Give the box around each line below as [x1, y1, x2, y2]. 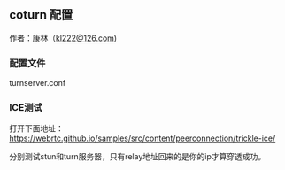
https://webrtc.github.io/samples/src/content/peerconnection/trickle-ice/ [9, 133, 276, 143]
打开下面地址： [9, 123, 64, 134]
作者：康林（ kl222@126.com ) [9, 33, 118, 43]
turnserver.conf [9, 78, 66, 89]
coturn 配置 [9, 7, 73, 23]
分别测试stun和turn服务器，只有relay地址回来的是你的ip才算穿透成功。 [9, 151, 266, 162]
